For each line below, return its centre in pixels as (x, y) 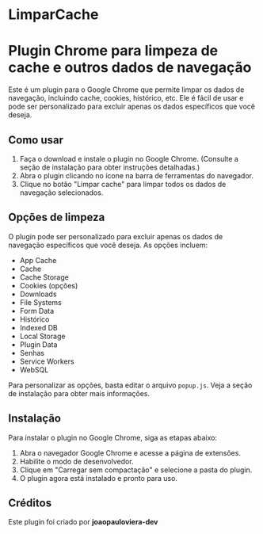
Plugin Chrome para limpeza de (113, 51)
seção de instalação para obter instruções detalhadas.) (110, 167)
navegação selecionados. (61, 193)
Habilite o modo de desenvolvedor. (76, 461)
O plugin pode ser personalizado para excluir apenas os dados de (116, 236)
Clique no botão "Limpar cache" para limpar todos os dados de (123, 184)
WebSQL (34, 369)
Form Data (37, 311)
